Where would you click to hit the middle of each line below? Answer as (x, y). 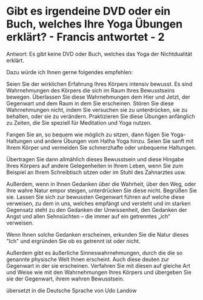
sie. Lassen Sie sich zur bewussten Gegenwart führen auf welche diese (95, 197)
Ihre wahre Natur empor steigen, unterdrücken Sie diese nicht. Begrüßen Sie (101, 190)
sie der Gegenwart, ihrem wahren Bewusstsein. (65, 279)
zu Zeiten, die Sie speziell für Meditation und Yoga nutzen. (79, 122)
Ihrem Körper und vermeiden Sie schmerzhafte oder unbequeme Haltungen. (101, 147)
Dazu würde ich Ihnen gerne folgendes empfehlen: (70, 72)
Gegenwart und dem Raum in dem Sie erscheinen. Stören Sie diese (90, 103)
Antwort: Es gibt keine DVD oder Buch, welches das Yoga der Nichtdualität (99, 54)
